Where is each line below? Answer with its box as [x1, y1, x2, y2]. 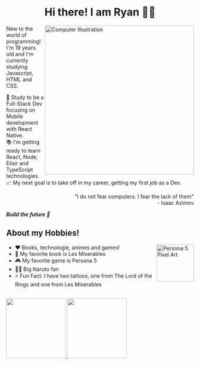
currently [6, 57, 29, 64]
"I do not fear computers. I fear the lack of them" [74, 193, 194, 200]
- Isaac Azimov [157, 199, 194, 206]
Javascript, [6, 69, 34, 76]
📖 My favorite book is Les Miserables [14, 250, 106, 257]
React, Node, [6, 153, 39, 160]
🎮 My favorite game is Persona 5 [14, 256, 97, 264]
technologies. [6, 172, 40, 180]
